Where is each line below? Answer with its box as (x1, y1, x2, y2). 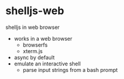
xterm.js (22, 47, 43, 54)
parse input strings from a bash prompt (22, 66, 118, 73)
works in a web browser (14, 35, 73, 42)
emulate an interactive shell (14, 60, 81, 67)
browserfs (22, 41, 48, 48)
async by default (14, 54, 55, 61)
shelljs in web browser (5, 24, 60, 31)
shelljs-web (5, 4, 65, 18)
